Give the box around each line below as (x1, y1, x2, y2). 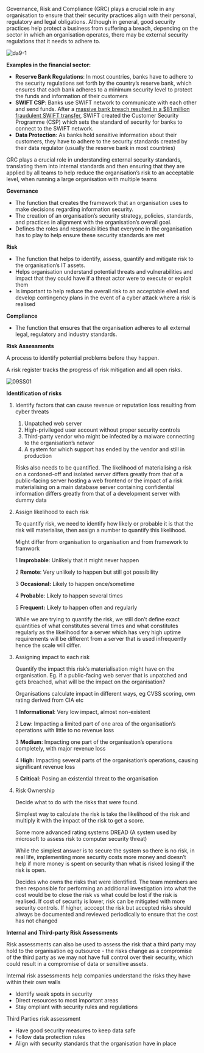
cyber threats (15, 408, 49, 415)
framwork (15, 545, 40, 552)
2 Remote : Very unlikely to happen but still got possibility (15, 568, 158, 576)
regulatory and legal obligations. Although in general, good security (6, 18, 175, 25)
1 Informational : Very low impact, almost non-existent (15, 709, 150, 715)
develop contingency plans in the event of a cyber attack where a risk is (15, 294, 196, 301)
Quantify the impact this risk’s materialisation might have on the (15, 665, 175, 673)
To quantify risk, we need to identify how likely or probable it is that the (15, 520, 194, 527)
